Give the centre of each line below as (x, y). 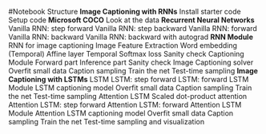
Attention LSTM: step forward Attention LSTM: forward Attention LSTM (125, 104)
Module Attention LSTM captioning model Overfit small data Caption (121, 113)
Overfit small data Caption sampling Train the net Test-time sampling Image (133, 71)
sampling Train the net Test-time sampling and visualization (107, 122)
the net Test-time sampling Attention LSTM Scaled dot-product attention (128, 96)
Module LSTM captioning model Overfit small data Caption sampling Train (130, 88)
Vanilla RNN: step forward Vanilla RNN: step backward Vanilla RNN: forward (133, 28)
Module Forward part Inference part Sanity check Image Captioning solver (131, 62)
